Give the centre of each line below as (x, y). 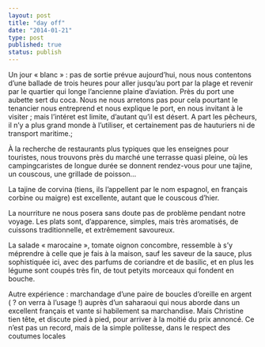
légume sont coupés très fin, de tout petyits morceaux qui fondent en (121, 270)
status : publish (35, 52)
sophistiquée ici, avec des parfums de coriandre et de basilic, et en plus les (131, 262)
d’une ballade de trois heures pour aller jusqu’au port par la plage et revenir (131, 83)
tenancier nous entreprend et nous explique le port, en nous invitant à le (126, 108)
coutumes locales (37, 336)
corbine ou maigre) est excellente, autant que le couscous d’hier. (114, 198)
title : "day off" (37, 23)
